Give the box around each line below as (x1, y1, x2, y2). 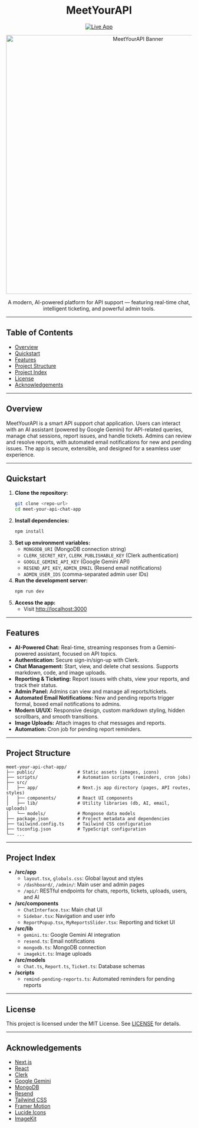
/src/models (14, 956, 46, 963)
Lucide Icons (14, 1108, 46, 1116)
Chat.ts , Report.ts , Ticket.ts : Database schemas (23, 963, 146, 970)
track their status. (14, 681, 58, 688)
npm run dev (14, 588, 44, 594)
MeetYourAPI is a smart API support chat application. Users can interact (6, 420, 181, 427)
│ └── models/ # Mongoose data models (6, 810, 136, 817)
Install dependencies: (14, 517, 70, 524)
